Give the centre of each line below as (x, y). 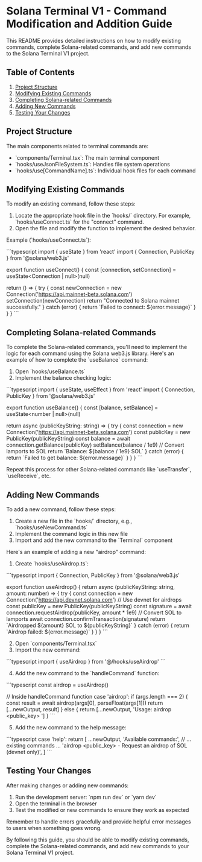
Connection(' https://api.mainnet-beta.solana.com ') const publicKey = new (99, 432)
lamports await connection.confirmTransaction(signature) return (86, 619)
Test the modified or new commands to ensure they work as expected (102, 810)
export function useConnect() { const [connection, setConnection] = (91, 270)
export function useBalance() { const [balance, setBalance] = (82, 407)
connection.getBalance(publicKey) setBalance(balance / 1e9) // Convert (96, 445)
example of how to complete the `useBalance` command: (77, 360)
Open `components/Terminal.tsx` (56, 643)
